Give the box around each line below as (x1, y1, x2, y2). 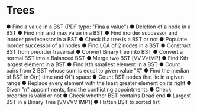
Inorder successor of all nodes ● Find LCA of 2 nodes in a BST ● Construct (6, 42, 191, 49)
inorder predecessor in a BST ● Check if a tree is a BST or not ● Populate (6, 35, 188, 43)
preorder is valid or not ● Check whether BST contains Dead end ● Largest (6, 92, 191, 99)
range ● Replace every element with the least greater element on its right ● (6, 79, 192, 86)
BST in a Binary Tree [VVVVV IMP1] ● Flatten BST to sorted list (6, 98, 160, 105)
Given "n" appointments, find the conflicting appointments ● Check (6, 86, 172, 93)
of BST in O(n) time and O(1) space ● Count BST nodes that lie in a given (6, 73, 185, 80)
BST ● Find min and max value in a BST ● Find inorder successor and (6, 29, 178, 36)
